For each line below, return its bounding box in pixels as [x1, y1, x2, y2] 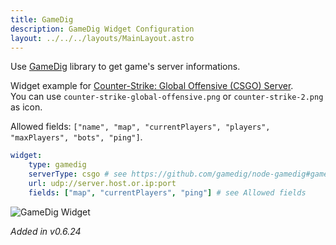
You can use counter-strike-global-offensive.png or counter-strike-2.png [10, 91, 324, 103]
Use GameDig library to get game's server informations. [10, 61, 241, 73]
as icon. [10, 101, 43, 113]
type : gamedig [28, 160, 87, 170]
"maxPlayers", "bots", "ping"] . [10, 131, 143, 143]
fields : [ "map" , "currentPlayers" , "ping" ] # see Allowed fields [28, 187, 307, 198]
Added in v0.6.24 [10, 225, 82, 237]
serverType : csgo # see [28, 169, 128, 180]
